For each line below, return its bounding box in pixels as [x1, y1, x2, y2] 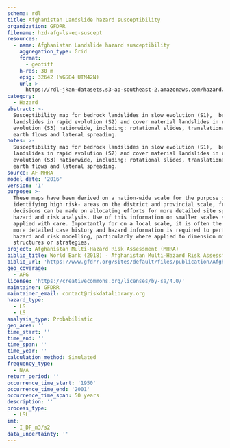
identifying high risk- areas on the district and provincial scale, [13, 201, 216, 208]
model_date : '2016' [7, 175, 63, 182]
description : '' [7, 399, 53, 406]
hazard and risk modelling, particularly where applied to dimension [13, 233, 216, 240]
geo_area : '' [7, 322, 44, 329]
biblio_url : [7, 258, 41, 265]
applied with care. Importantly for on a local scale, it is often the [13, 220, 222, 227]
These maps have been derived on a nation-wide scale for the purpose [13, 195, 219, 202]
